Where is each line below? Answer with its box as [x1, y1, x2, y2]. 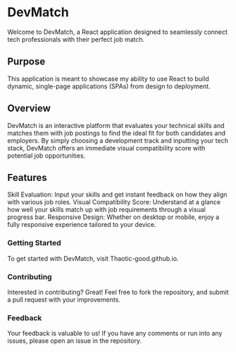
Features [7, 171, 47, 184]
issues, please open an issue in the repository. [7, 336, 142, 345]
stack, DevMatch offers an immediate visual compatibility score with [7, 143, 206, 152]
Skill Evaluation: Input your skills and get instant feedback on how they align [7, 190, 228, 199]
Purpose [7, 56, 46, 68]
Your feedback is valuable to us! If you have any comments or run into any [7, 329, 223, 338]
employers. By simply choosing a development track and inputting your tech [7, 136, 229, 145]
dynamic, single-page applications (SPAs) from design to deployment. [7, 82, 211, 90]
